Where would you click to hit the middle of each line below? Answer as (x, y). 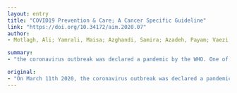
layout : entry (28, 14)
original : (22, 72)
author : (19, 33)
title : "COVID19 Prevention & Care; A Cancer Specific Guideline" (107, 20)
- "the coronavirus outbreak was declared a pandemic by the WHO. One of (118, 60)
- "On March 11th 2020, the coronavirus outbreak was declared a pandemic (120, 78)
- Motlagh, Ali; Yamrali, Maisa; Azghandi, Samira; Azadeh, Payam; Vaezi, (120, 40)
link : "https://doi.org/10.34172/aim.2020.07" (77, 27)
